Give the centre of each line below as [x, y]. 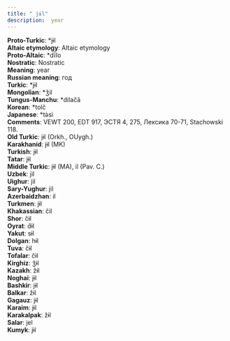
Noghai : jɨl [22, 277]
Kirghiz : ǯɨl [23, 263]
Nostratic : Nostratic [36, 62]
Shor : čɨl [19, 218]
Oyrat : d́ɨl [21, 226]
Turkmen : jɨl [25, 203]
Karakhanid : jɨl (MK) [36, 144]
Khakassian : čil [30, 211]
